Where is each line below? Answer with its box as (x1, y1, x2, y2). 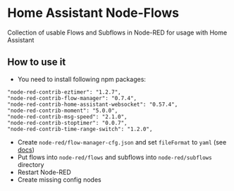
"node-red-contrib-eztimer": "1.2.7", (7, 88, 121, 96)
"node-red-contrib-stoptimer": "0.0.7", (7, 119, 128, 126)
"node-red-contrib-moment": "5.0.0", (7, 107, 118, 114)
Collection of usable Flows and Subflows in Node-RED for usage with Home (7, 28, 228, 37)
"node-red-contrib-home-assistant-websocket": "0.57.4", (7, 101, 178, 108)
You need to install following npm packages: (17, 75, 147, 83)
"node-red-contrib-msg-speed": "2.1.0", (7, 113, 128, 121)
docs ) (17, 145, 35, 154)
